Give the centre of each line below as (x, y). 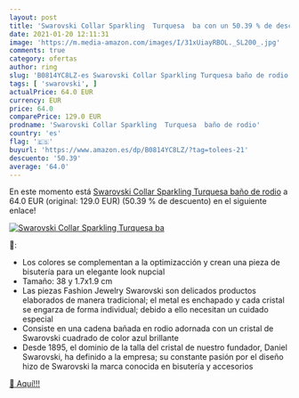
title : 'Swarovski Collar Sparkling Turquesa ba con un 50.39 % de (141, 26)
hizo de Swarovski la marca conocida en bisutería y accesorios (137, 367)
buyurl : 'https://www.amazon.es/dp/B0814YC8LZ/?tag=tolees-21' (129, 150)
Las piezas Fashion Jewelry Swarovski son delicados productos (139, 291)
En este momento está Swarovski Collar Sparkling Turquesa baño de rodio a (149, 191)
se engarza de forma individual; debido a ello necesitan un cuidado (145, 310)
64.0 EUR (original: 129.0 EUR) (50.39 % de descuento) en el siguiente (138, 201)
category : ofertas (43, 59)
